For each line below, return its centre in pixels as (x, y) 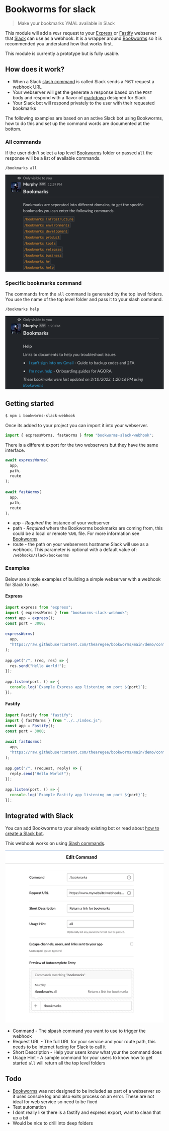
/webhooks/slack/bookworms (41, 556)
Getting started (30, 404)
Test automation (29, 1107)
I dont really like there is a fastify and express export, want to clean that (87, 1112)
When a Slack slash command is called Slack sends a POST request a (83, 81)
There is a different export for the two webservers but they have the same (82, 445)
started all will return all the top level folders (59, 1063)
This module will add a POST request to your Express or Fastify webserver (81, 33)
